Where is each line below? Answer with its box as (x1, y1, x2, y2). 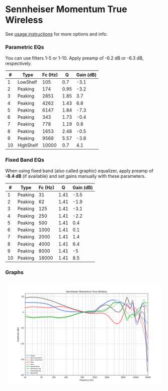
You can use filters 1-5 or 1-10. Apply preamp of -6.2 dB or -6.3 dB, (5, 55, 144, 61)
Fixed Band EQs (5, 156, 44, 163)
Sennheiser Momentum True (5, 4, 127, 15)
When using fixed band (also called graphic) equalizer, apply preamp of (5, 168, 153, 174)
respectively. (5, 61, 32, 67)
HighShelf (17, 142, 38, 149)
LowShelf (17, 79, 37, 85)
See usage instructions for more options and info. (5, 31, 108, 37)
